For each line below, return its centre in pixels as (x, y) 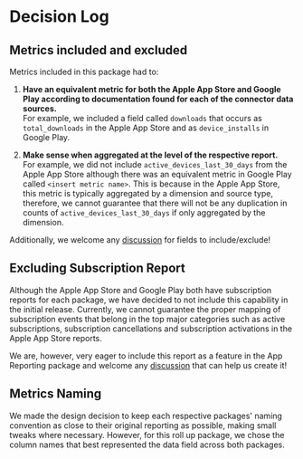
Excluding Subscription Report (97, 268)
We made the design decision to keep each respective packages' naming (146, 416)
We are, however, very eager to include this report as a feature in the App (146, 356)
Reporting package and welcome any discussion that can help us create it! (148, 365)
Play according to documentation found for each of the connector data (158, 99)
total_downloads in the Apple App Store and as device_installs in (146, 128)
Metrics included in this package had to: (84, 72)
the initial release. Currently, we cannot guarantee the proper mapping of (145, 309)
